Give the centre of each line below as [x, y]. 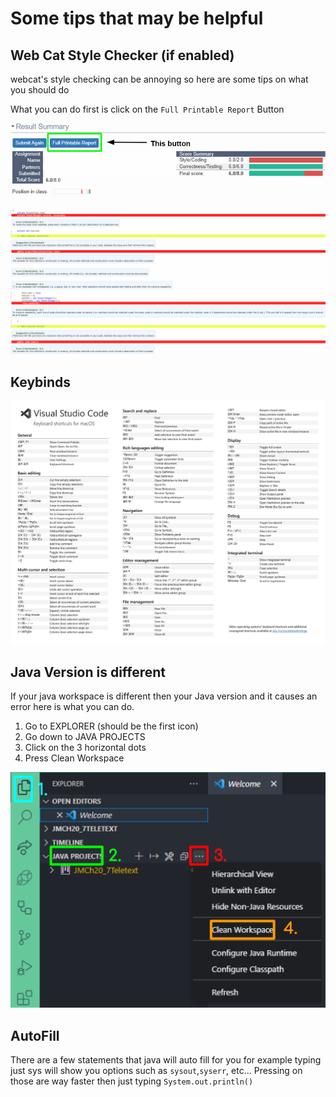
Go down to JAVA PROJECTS [85, 737]
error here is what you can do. [72, 707]
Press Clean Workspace [74, 758]
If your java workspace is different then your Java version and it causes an [164, 696]
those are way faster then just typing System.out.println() [132, 1081]
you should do [40, 90]
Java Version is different [88, 672]
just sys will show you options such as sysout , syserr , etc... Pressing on [156, 1070]
